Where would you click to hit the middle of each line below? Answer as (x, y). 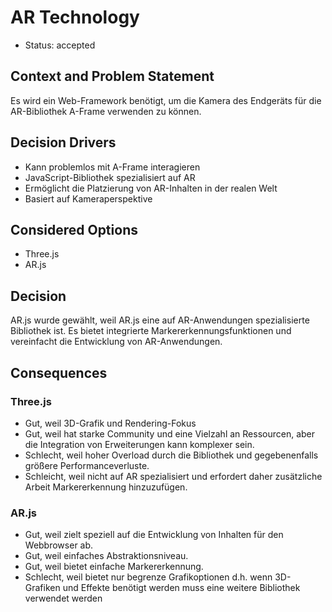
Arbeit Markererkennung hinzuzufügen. (106, 487)
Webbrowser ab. (59, 545)
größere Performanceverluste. (87, 465)
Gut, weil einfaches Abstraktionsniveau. (106, 556)
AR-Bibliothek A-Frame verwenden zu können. (106, 111)
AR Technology (75, 17)
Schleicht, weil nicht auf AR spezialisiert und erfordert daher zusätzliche (173, 476)
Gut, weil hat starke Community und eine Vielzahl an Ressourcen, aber (169, 433)
